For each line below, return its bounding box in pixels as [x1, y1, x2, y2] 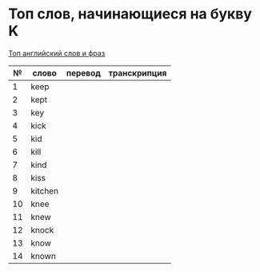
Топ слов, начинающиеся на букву [8, 5, 252, 23]
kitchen [30, 185, 58, 197]
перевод [66, 67, 102, 79]
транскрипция [108, 67, 167, 79]
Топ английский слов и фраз [8, 48, 106, 58]
